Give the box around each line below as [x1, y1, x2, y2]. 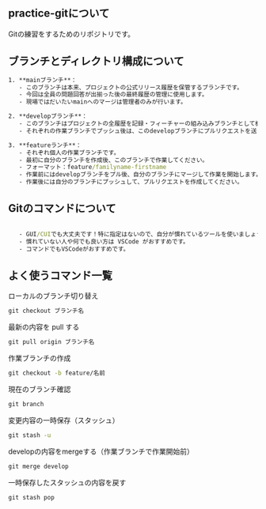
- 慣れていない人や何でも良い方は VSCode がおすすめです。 [18, 237, 190, 246]
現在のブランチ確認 [8, 384, 71, 394]
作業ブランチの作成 [8, 353, 71, 363]
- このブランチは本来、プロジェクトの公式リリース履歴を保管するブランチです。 [18, 83, 243, 92]
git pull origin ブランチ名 [8, 338, 95, 346]
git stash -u [8, 431, 51, 439]
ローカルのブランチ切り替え [8, 291, 99, 301]
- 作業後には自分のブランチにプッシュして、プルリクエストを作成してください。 [18, 178, 244, 187]
